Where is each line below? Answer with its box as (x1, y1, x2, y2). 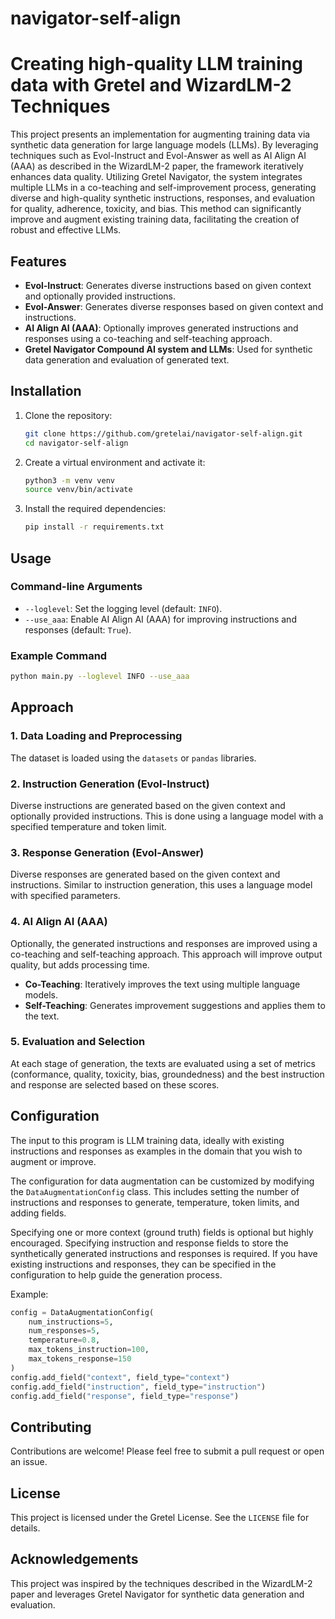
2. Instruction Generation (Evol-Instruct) (10, 777, 210, 791)
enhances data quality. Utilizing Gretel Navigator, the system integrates (10, 171, 303, 183)
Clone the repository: (24, 409, 113, 421)
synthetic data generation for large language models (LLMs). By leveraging (10, 139, 319, 151)
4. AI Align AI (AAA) (10, 915, 108, 929)
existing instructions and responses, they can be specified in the (10, 1258, 277, 1270)
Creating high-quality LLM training (10, 53, 303, 76)
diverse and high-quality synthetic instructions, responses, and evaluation (10, 192, 315, 204)
